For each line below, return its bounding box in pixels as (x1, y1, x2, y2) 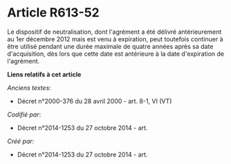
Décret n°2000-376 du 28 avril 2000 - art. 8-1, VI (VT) (17, 96, 172, 105)
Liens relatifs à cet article (7, 70, 82, 79)
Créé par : (7, 136, 35, 145)
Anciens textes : (7, 83, 52, 92)
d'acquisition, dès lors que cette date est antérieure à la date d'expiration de (7, 50, 225, 58)
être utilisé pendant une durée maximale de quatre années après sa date (7, 42, 214, 50)
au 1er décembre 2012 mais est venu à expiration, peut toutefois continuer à (7, 34, 223, 43)
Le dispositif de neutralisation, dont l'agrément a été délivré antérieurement (7, 28, 222, 36)
